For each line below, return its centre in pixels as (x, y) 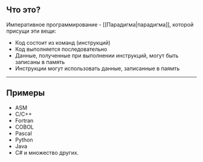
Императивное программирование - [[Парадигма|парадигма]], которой (100, 24)
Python (24, 140)
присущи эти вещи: (31, 31)
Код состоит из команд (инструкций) (63, 42)
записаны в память (40, 62)
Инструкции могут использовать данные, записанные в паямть (97, 68)
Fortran (24, 120)
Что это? (24, 10)
